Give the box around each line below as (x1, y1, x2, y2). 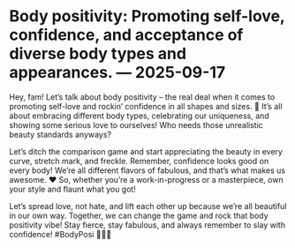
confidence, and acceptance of (9, 25, 244, 45)
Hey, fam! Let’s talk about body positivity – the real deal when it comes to (9, 91, 276, 102)
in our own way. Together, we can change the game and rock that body (9, 210, 269, 221)
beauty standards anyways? (9, 129, 112, 139)
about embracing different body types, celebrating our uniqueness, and (9, 110, 269, 121)
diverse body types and (9, 44, 187, 64)
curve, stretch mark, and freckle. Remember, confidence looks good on (9, 155, 269, 166)
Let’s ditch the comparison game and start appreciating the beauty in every (9, 146, 283, 156)
